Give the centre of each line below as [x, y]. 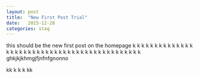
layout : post [23, 12]
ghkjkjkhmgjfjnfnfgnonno [37, 58]
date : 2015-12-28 [31, 23]
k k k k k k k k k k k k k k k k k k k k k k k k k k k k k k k [74, 52]
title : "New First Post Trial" [47, 17]
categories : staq [28, 28]
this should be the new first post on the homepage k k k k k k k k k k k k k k [99, 46]
